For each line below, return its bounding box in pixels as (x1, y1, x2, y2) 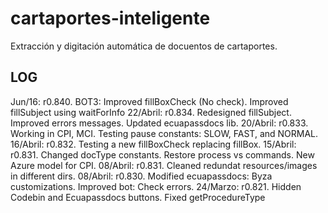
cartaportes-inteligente (10, 7, 211, 30)
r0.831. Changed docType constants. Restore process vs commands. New (10, 148, 315, 161)
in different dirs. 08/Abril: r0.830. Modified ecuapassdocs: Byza (10, 170, 273, 182)
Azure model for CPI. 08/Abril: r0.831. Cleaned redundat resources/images (10, 159, 318, 171)
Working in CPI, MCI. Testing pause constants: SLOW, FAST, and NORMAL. (10, 127, 319, 139)
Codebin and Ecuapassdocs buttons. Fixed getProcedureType (10, 191, 266, 203)
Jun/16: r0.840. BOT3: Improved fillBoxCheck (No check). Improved (10, 95, 289, 107)
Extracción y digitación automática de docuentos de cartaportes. (10, 40, 278, 52)
